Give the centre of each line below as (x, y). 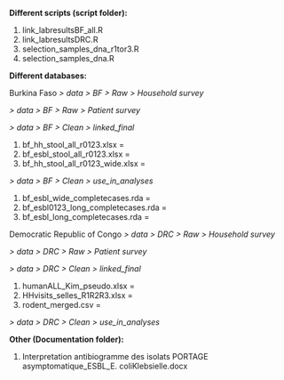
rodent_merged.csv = (61, 305)
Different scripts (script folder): (68, 13)
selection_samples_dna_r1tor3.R (80, 49)
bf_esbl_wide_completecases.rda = (86, 198)
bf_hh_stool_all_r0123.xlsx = (73, 145)
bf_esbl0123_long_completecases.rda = (94, 207)
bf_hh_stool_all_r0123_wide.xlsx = (84, 163)
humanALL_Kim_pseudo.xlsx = (78, 286)
